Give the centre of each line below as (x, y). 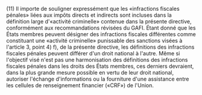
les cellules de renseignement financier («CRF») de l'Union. (80, 85)
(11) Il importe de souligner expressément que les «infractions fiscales (93, 9)
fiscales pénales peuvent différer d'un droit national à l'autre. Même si (93, 53)
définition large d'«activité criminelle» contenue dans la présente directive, (99, 21)
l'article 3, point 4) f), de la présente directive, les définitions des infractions (100, 47)
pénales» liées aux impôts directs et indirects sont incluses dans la (89, 15)
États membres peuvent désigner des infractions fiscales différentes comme (101, 34)
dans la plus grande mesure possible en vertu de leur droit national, (90, 72)
